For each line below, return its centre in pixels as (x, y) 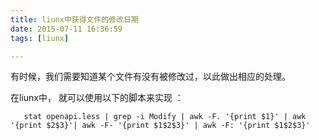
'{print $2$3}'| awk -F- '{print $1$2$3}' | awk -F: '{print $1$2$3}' (160, 126)
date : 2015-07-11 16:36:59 (66, 29)
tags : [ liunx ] (40, 38)
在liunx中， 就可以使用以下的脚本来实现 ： (97, 98)
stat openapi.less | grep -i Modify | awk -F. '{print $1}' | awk (165, 117)
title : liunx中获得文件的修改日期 (74, 19)
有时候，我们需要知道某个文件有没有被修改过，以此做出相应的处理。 (150, 77)
